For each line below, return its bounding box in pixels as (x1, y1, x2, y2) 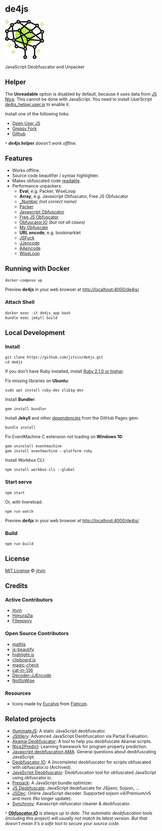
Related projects (5, 715, 56, 724)
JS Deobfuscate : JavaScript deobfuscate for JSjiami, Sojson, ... (12, 785, 140, 791)
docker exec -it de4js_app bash (5, 310, 71, 316)
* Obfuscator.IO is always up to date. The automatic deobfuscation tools (5, 810, 153, 816)
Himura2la (12, 613, 33, 618)
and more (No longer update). (12, 795, 72, 801)
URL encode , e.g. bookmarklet (19, 230, 81, 235)
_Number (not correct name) (19, 198, 77, 204)
